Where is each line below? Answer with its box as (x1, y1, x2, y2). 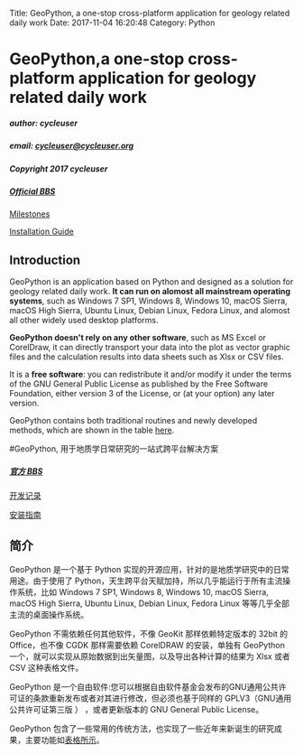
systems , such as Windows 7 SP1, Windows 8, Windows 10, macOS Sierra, (9, 295, 288, 306)
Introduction (9, 252, 81, 267)
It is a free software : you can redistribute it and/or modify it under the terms (9, 369, 292, 380)
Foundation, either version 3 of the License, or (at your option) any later (9, 388, 275, 399)
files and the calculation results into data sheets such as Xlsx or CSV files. (9, 351, 284, 362)
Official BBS (9, 185, 56, 197)
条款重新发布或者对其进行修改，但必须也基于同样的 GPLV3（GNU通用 (32, 693, 292, 703)
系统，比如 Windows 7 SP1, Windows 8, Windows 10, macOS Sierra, (16, 586, 269, 597)
